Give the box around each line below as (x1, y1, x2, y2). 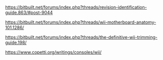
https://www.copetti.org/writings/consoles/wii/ (5, 49, 102, 55)
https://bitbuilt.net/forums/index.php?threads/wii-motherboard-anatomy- (5, 19, 156, 25)
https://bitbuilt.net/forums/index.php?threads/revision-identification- (5, 4, 147, 10)
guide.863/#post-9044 (5, 9, 53, 15)
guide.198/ (5, 39, 27, 45)
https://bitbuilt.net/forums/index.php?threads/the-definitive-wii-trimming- (5, 34, 158, 40)
